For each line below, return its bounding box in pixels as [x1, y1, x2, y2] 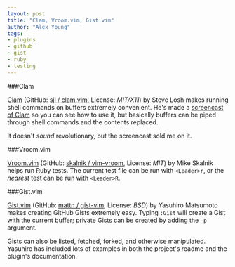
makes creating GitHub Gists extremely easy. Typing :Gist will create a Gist [7, 208, 226, 216]
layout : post [7, 10, 46, 18]
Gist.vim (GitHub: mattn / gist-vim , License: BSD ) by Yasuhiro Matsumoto [7, 201, 218, 209]
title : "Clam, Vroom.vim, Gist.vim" [7, 17, 114, 24]
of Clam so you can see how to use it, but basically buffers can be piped [7, 110, 216, 119]
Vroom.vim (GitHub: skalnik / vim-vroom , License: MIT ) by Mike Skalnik [7, 159, 214, 167]
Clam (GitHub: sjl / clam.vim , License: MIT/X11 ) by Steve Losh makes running [7, 96, 229, 104]
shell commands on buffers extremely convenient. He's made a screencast [7, 103, 224, 111]
